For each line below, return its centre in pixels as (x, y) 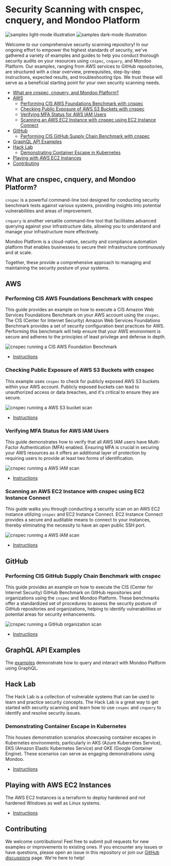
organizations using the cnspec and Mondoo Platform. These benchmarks (82, 598)
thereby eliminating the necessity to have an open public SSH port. (76, 525)
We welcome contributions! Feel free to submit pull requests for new (77, 841)
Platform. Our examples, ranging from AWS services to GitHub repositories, (84, 66)
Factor (12, 448)
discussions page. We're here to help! (45, 858)
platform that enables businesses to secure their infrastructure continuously (85, 247)
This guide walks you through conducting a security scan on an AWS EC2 (83, 509)
